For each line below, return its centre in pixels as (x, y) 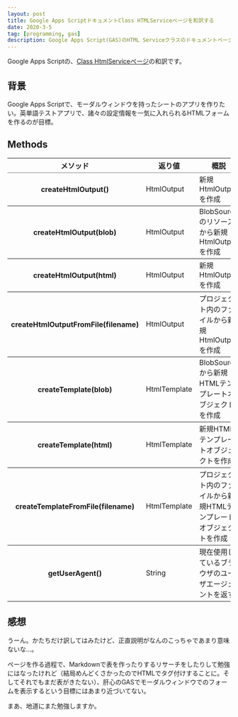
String (156, 572)
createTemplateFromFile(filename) (75, 506)
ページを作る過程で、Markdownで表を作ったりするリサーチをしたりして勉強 (119, 664)
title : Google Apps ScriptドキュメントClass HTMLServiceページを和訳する (111, 21)
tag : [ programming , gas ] (44, 34)
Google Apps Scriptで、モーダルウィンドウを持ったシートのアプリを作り (113, 104)
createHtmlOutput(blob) (75, 232)
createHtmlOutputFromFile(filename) (75, 324)
